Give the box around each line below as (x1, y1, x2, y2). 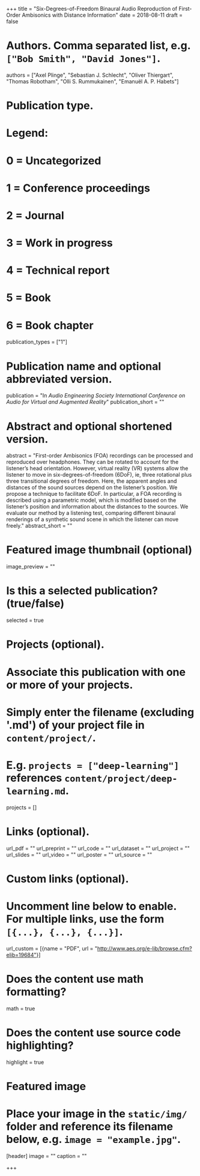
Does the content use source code (6, 1026, 181, 1039)
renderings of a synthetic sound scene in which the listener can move (6, 516, 179, 523)
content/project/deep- (64, 773, 178, 784)
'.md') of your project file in (6, 718, 145, 732)
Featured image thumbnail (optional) (6, 543, 193, 557)
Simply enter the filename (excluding (6, 705, 195, 719)
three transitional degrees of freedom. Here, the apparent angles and (6, 477, 177, 485)
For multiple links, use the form (6, 912, 165, 926)
